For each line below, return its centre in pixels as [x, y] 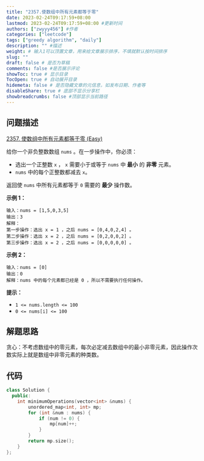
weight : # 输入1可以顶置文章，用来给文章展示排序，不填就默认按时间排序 [87, 52]
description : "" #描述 [34, 46]
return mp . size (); [51, 441]
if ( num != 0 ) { [59, 418]
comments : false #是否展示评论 [43, 68]
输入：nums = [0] [27, 267]
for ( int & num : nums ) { [59, 413]
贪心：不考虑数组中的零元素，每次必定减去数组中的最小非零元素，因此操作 [99, 347]
